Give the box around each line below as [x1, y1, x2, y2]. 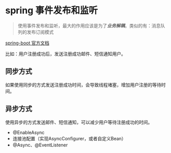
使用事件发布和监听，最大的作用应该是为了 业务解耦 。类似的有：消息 [17, 23, 161, 29]
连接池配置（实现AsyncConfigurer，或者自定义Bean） [12, 135, 126, 141]
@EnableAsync [12, 129, 45, 136]
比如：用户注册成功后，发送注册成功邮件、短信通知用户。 [5, 51, 126, 57]
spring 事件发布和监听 [5, 5, 98, 16]
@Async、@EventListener [12, 142, 68, 148]
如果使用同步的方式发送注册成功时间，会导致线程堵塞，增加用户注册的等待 [5, 81, 161, 88]
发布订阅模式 [26, 29, 54, 35]
